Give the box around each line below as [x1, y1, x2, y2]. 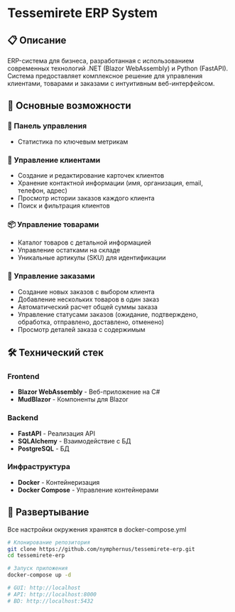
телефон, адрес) [17, 186, 67, 195]
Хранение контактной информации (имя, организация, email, [17, 178, 204, 187]
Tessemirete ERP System [7, 5, 158, 21]
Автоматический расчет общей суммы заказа [17, 302, 158, 311]
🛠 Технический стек [7, 346, 104, 358]
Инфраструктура [7, 462, 71, 472]
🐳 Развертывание [7, 506, 89, 518]
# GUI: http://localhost [7, 584, 81, 591]
